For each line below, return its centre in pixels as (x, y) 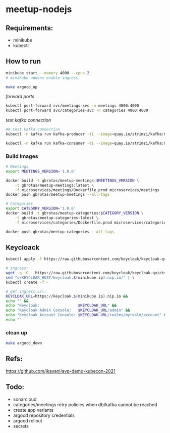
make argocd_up (22, 87)
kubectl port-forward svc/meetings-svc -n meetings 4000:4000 (72, 106)
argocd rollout (27, 420)
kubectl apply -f (24, 259)
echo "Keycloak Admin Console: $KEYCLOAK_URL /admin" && (68, 310)
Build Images (22, 156)
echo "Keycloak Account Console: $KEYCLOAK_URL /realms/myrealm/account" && (87, 315)
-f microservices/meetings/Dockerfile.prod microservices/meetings (87, 190)
